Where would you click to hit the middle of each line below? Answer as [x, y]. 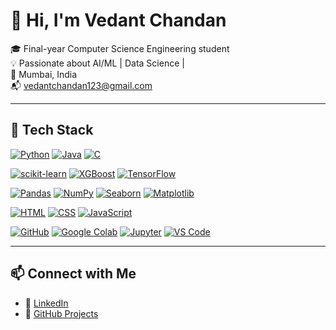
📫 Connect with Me [73, 274]
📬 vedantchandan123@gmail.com [81, 85]
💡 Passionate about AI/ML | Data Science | [97, 63]
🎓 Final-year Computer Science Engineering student [120, 48]
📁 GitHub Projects [61, 313]
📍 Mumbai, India [44, 74]
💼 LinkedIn [46, 303]
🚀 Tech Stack [52, 130]
